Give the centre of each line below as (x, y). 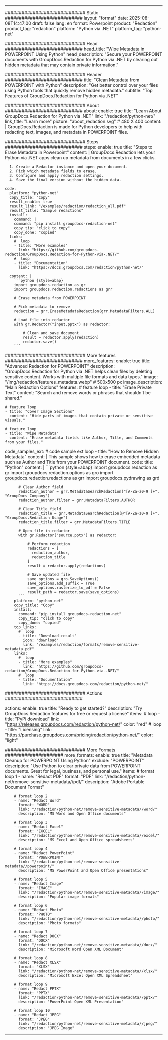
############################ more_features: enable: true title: (78, 361)
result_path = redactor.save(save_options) (73, 592)
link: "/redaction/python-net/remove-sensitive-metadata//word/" (88, 809)
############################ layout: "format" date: (67, 18)
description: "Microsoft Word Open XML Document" (71, 949)
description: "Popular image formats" (59, 897)
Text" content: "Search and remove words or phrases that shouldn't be (78, 393)
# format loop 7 (31, 932)
